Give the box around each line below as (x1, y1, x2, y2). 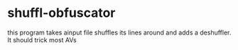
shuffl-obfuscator (7, 5, 116, 21)
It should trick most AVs (7, 35, 77, 44)
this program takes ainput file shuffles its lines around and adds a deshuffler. (7, 28, 232, 37)
